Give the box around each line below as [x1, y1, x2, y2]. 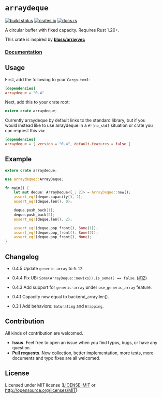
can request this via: [5, 128, 46, 134]
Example [5, 155, 32, 163]
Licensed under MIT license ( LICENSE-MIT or [5, 382, 96, 388]
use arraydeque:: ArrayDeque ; [5, 176, 64, 182]
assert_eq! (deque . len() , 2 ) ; [14, 217, 73, 222]
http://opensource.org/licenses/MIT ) [5, 387, 78, 393]
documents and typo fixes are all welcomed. [12, 355, 101, 361]
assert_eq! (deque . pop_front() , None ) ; [14, 235, 92, 240]
